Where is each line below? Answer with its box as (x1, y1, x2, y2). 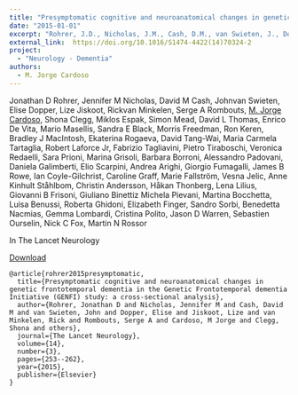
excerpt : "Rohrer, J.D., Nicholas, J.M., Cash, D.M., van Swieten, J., (9, 29, 279, 38)
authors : (9, 63, 42, 72)
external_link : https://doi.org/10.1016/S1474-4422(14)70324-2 (9, 37, 252, 47)
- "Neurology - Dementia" (17, 54, 114, 63)
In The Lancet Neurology (9, 234, 100, 245)
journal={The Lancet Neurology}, (17, 331, 141, 340)
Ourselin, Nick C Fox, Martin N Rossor (9, 217, 148, 228)
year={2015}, (17, 362, 66, 371)
